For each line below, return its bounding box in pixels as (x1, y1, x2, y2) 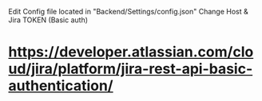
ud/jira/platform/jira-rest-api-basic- (8, 60, 253, 78)
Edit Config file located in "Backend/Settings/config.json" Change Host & (8, 7, 249, 16)
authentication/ (8, 77, 113, 95)
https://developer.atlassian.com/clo (8, 43, 254, 61)
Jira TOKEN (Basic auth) (8, 15, 89, 25)
